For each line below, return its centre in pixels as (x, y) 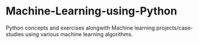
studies (15, 34)
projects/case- (175, 28)
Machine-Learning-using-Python (91, 11)
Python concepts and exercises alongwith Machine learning (80, 28)
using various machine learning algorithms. (79, 34)
